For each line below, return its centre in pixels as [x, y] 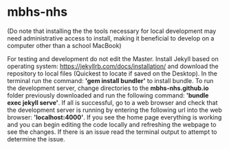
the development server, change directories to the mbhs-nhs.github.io [108, 88]
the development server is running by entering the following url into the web [115, 110]
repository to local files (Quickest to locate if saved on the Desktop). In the [112, 73]
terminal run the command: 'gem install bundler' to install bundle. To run [110, 80]
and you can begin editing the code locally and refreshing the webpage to [112, 124]
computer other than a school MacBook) [64, 45]
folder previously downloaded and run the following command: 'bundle [108, 95]
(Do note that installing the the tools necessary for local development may [112, 31]
